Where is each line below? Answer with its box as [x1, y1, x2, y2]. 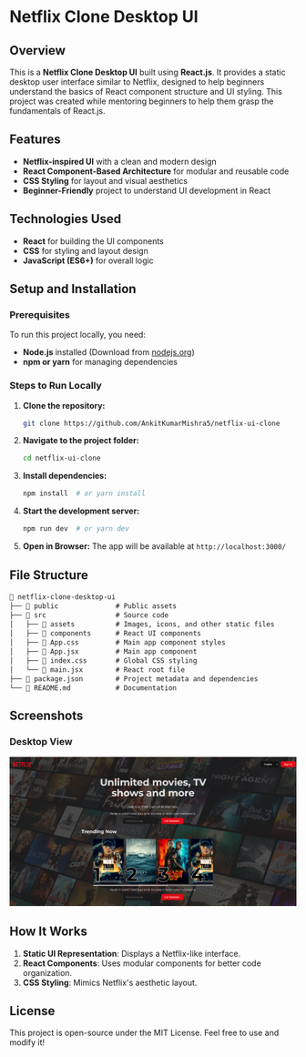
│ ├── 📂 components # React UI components [9, 628, 202, 638]
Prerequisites [9, 308, 70, 320]
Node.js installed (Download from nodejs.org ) [22, 347, 196, 358]
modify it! [9, 1037, 46, 1048]
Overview [9, 43, 66, 58]
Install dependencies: [22, 471, 107, 482]
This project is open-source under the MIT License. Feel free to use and [9, 1027, 280, 1039]
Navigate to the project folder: [22, 435, 139, 446]
